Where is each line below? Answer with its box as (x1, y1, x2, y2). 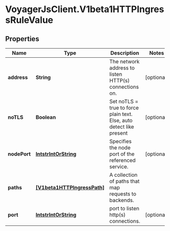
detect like (109, 123, 134, 130)
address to (109, 64, 135, 71)
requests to (109, 190, 137, 197)
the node (109, 144, 131, 151)
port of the (109, 150, 135, 158)
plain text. (109, 110, 133, 118)
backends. (109, 197, 135, 204)
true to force (109, 104, 139, 111)
